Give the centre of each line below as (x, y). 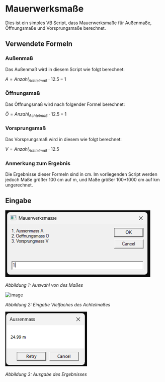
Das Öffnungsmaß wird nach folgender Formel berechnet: (65, 104)
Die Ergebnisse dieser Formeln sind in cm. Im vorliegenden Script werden (81, 174)
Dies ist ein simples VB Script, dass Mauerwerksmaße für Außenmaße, (78, 23)
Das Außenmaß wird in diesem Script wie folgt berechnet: (65, 69)
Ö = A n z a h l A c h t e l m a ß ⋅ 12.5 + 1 (36, 115)
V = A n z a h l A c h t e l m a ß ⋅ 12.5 (32, 149)
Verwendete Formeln (39, 44)
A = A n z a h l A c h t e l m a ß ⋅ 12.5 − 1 (36, 80)
